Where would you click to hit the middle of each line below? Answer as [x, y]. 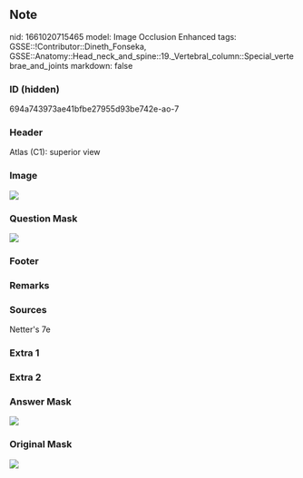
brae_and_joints [39, 65]
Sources [28, 309]
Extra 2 [25, 377]
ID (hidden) [35, 89]
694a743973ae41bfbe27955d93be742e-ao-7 [94, 109]
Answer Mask [40, 401]
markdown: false [102, 65]
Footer [24, 260]
